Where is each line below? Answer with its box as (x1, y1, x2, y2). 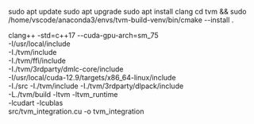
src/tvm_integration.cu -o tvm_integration (8, 107, 144, 116)
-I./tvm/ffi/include (8, 56, 66, 65)
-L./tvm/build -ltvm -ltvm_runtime (8, 90, 118, 99)
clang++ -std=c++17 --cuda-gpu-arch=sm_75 (8, 31, 159, 40)
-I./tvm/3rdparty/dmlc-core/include (8, 64, 124, 74)
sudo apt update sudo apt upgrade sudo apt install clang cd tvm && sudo (8, 7, 247, 16)
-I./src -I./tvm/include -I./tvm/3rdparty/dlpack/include (8, 81, 184, 91)
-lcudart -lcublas (8, 99, 63, 107)
